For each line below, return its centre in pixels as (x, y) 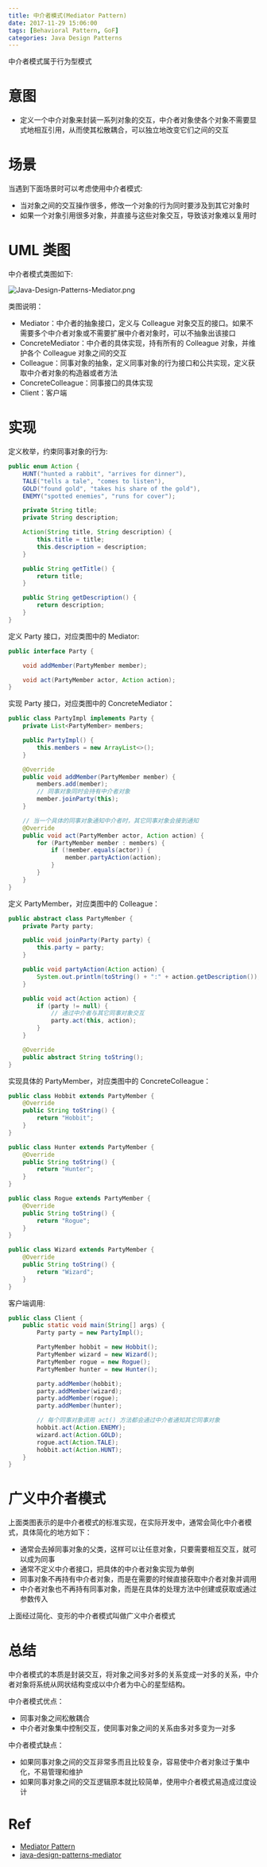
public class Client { (46, 1318)
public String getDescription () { (79, 598)
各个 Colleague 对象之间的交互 (77, 353)
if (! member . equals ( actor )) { (101, 850)
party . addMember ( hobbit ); (80, 1384)
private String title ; (60, 510)
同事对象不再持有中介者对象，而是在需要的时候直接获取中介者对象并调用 (138, 1579)
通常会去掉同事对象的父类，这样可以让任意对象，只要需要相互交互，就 (135, 1549)
